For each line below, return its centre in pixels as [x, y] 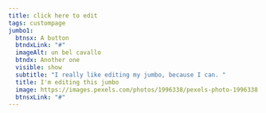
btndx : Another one [48, 60]
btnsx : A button [42, 38]
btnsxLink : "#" [41, 97]
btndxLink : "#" [41, 45]
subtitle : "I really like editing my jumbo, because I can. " [121, 75]
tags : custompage [37, 23]
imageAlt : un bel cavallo [59, 53]
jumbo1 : [21, 30]
